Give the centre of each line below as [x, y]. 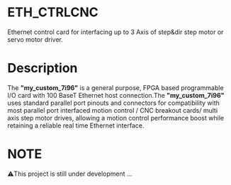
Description [43, 68]
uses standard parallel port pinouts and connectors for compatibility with [113, 103]
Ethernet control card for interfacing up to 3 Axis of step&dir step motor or [115, 32]
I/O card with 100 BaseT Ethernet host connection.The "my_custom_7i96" [116, 95]
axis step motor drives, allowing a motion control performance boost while [116, 118]
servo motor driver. [35, 39]
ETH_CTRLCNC [53, 12]
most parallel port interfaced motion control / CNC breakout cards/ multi [113, 110]
